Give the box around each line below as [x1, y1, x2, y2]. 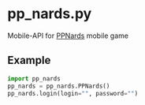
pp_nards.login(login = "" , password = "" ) [7, 89, 139, 97]
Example [7, 54, 51, 67]
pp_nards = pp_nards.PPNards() [7, 82, 110, 90]
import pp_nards [7, 74, 61, 83]
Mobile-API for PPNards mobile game [7, 31, 129, 40]
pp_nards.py [7, 5, 92, 23]
